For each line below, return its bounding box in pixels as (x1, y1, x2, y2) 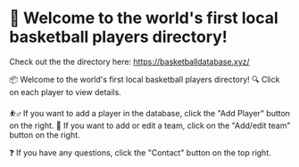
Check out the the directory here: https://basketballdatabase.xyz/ (9, 56, 250, 67)
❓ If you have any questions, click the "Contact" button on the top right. (9, 147, 272, 158)
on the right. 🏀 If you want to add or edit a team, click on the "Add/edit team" (9, 120, 291, 131)
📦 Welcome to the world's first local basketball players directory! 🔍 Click (9, 74, 280, 84)
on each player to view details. (9, 86, 122, 97)
